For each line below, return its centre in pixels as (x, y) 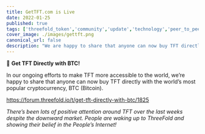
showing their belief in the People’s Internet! (62, 124)
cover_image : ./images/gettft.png (50, 35)
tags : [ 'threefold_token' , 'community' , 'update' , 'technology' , (87, 29)
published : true (27, 23)
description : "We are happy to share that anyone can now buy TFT (92, 46)
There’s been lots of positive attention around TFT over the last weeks (95, 111)
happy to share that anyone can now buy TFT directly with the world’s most (101, 81)
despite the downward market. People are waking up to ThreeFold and (95, 118)
